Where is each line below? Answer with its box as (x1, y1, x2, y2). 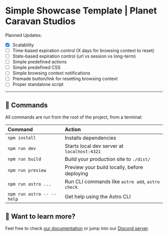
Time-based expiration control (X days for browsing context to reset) (12, 47, 154, 53)
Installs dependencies (64, 134, 116, 141)
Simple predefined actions (12, 59, 67, 65)
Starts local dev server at (64, 142, 123, 149)
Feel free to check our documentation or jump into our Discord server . (5, 225, 149, 231)
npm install (7, 135, 36, 141)
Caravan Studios (5, 15, 76, 27)
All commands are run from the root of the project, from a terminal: (5, 114, 142, 120)
